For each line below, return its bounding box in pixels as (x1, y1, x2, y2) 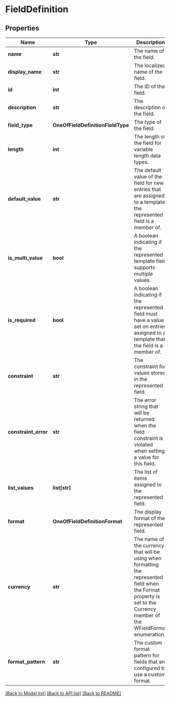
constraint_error (8, 428, 48, 435)
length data (134, 152, 161, 159)
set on (134, 323, 149, 330)
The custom (134, 639, 163, 646)
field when (134, 580, 159, 587)
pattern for (134, 652, 159, 659)
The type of (134, 118, 162, 125)
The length (134, 133, 160, 140)
